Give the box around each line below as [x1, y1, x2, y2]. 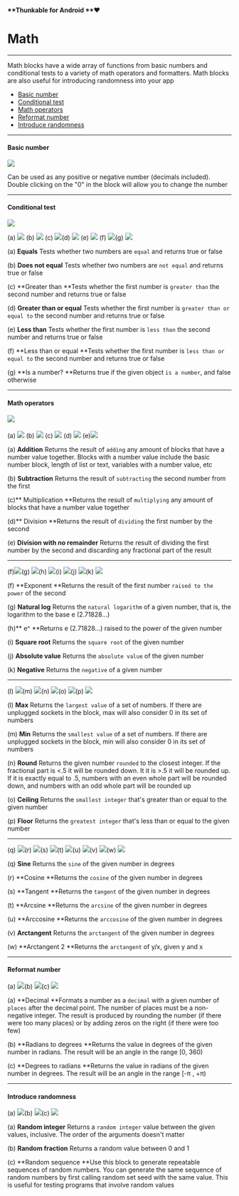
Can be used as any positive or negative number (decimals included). [7, 172, 211, 181]
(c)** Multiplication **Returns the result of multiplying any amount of [7, 495, 213, 504]
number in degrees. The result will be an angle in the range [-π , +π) [7, 1069, 206, 1078]
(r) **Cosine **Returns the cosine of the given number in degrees [7, 873, 203, 881]
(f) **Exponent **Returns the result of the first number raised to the [7, 581, 213, 589]
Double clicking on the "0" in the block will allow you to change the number [7, 180, 228, 188]
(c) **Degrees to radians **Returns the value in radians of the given [7, 1061, 209, 1070]
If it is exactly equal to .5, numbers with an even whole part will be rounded [7, 774, 227, 782]
